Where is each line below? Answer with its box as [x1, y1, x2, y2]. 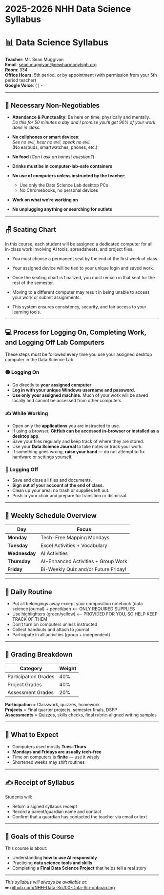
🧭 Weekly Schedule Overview [5, 511, 97, 520]
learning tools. [12, 309, 41, 315]
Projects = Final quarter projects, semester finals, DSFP [5, 707, 117, 712]
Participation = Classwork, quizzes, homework [5, 701, 100, 707]
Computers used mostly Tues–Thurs [12, 743, 86, 750]
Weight [59, 665, 77, 671]
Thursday [7, 558, 31, 565]
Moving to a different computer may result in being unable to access [12, 289, 150, 295]
